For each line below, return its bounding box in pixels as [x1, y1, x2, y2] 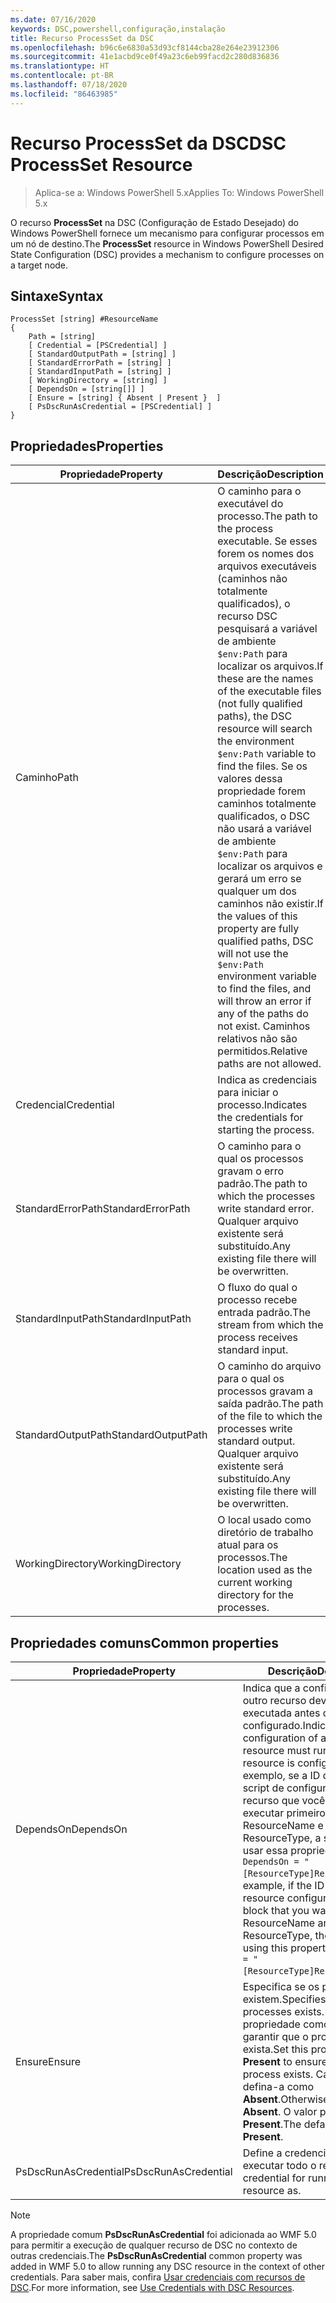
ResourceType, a [242, 1831, 322, 1845]
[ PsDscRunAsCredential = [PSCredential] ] [28, 402, 213, 412]
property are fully [217, 922, 300, 936]
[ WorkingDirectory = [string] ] [28, 376, 168, 386]
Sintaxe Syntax [10, 287, 104, 305]
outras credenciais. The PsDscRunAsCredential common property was [10, 2250, 303, 2261]
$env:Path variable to [217, 747, 317, 761]
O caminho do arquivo [217, 1359, 322, 1373]
